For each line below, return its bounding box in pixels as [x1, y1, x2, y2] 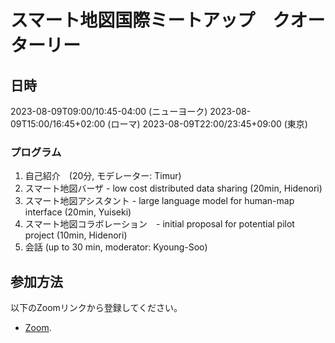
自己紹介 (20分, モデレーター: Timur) [24, 170, 182, 182]
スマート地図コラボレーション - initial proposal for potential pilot [24, 218, 295, 230]
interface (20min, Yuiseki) [24, 206, 132, 218]
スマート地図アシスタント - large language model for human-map [24, 195, 295, 207]
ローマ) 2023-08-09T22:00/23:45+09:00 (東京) [110, 118, 308, 130]
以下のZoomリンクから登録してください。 [10, 302, 183, 314]
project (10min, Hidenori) [24, 229, 128, 241]
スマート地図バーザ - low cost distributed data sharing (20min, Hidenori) [24, 182, 323, 195]
